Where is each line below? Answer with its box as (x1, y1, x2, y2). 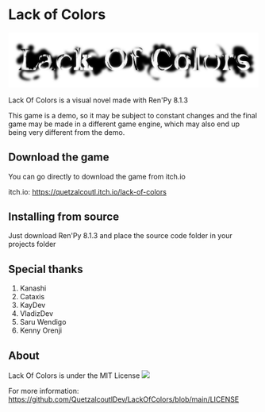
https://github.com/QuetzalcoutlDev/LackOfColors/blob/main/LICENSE (8, 395, 240, 404)
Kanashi (19, 283, 47, 293)
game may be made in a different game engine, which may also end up (8, 119, 240, 129)
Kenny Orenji (19, 325, 62, 335)
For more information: (8, 387, 79, 396)
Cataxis (19, 292, 45, 302)
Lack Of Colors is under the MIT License (8, 371, 140, 380)
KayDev (19, 300, 46, 310)
